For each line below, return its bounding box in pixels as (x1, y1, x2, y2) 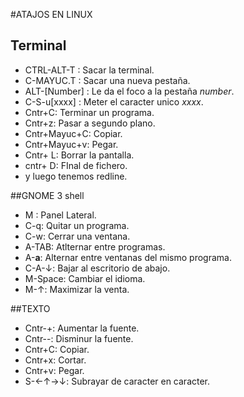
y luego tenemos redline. (24, 170, 128, 182)
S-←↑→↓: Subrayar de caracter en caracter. (24, 375, 211, 387)
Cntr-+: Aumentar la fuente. (24, 322, 140, 334)
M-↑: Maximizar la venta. (24, 283, 130, 295)
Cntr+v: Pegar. (24, 364, 85, 376)
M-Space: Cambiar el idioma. (24, 272, 146, 284)
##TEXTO (10, 302, 51, 314)
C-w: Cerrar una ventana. (24, 230, 131, 242)
